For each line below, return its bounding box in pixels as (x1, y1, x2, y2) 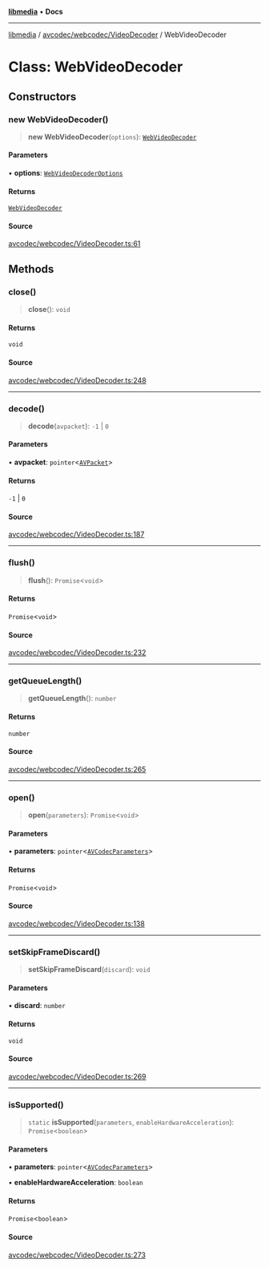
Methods (8, 262, 54, 276)
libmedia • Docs (8, 7, 63, 16)
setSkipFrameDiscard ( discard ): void (27, 965, 151, 974)
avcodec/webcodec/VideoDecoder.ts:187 (8, 529, 145, 540)
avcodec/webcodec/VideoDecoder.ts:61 (8, 239, 141, 249)
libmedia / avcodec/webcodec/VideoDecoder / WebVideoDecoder (8, 30, 227, 39)
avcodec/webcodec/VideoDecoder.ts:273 (8, 1250, 147, 1260)
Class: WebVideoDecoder (8, 58, 183, 76)
